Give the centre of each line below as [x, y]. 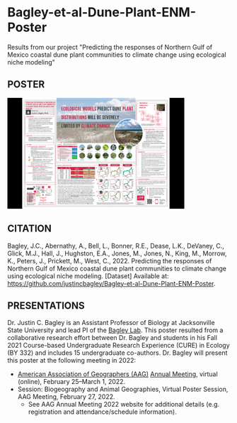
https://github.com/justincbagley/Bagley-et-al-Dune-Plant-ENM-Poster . [111, 283]
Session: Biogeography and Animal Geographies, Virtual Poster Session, [123, 389]
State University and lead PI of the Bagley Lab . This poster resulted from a [115, 330]
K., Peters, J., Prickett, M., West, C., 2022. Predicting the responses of [110, 260]
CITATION [29, 229]
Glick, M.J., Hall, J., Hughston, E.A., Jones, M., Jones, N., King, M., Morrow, [117, 253]
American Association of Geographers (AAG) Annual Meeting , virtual [117, 374]
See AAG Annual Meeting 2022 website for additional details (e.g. [124, 405]
